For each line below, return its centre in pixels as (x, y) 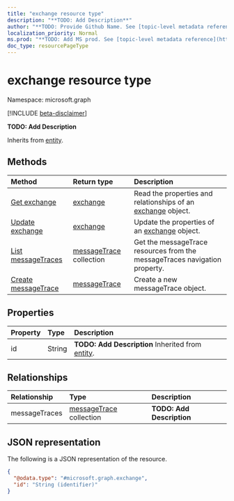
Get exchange (34, 202)
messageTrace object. (170, 288)
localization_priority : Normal (53, 33)
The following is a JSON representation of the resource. (87, 459)
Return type (93, 182)
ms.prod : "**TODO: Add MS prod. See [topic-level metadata (95, 40)
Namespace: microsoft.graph (49, 100)
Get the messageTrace (171, 242)
